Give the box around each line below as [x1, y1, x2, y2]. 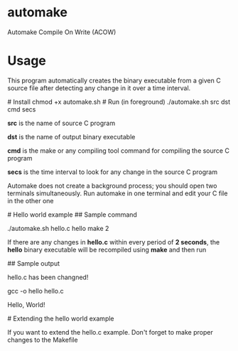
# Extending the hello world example [7, 314, 115, 323]
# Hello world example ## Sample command [7, 210, 137, 219]
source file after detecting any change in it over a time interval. [7, 83, 191, 92]
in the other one [7, 196, 55, 205]
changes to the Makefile [7, 335, 78, 344]
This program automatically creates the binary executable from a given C [7, 76, 222, 85]
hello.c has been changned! [7, 273, 89, 281]
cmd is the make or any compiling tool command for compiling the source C [7, 146, 229, 155]
